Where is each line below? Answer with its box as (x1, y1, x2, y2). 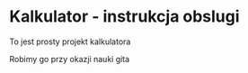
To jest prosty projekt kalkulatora (9, 36, 131, 47)
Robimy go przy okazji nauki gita (9, 53, 130, 64)
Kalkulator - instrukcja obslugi (9, 6, 240, 27)
